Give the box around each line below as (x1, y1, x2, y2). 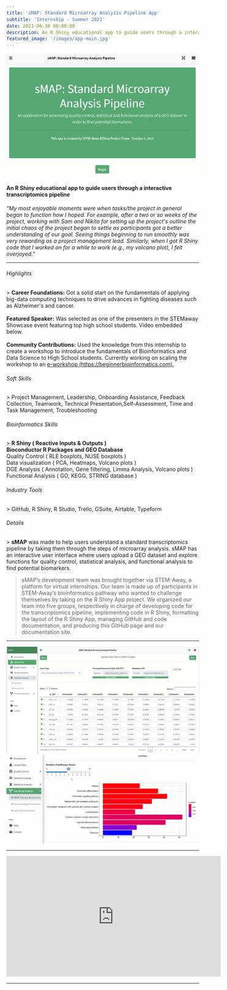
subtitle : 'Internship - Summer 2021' (6, 16, 105, 23)
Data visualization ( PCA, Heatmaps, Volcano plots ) (6, 459, 136, 466)
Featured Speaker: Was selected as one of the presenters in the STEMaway (6, 314, 199, 322)
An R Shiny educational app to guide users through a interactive (6, 185, 173, 192)
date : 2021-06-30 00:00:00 (6, 23, 75, 29)
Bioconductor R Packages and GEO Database (6, 446, 124, 454)
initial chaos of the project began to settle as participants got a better (6, 224, 182, 231)
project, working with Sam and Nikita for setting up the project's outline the (6, 218, 196, 225)
